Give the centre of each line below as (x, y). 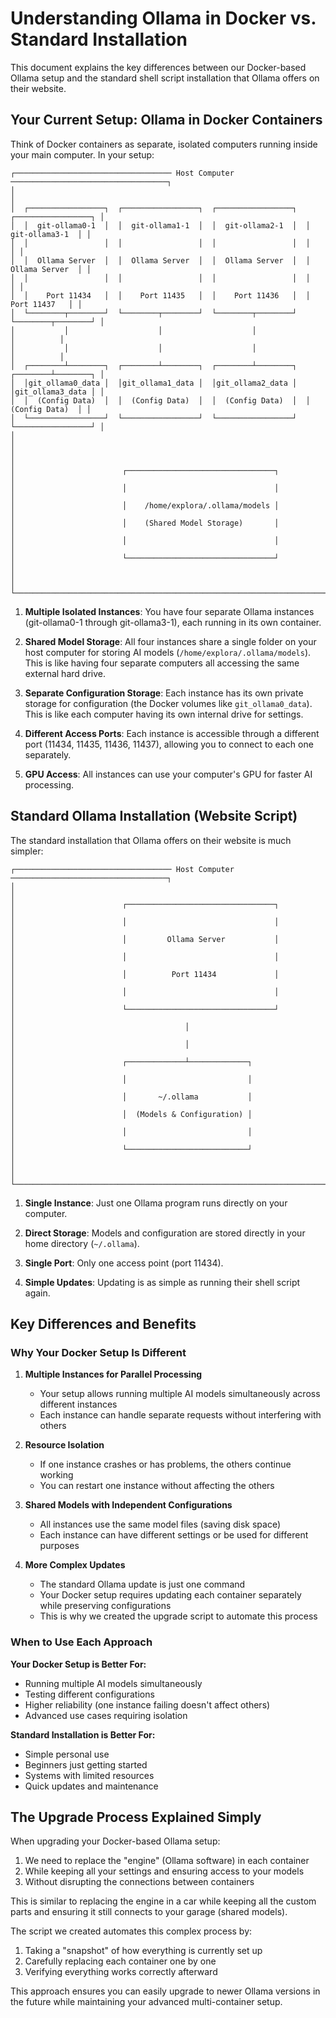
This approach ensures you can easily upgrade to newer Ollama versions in (165, 1991)
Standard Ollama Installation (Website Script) (154, 816)
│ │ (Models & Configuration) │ (131, 1114)
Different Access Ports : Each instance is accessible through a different (172, 733)
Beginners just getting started (86, 1764)
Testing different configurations (89, 1694)
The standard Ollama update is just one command (142, 1584)
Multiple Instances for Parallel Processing (113, 1374)
